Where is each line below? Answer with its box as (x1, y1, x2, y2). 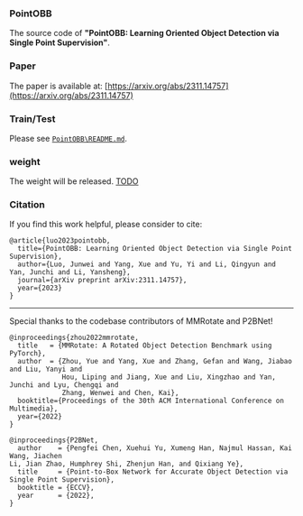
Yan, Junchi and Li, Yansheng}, (9, 268, 131, 277)
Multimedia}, (9, 404, 59, 413)
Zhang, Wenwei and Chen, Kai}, (61, 389, 179, 398)
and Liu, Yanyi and (9, 364, 83, 374)
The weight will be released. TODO (9, 176, 139, 187)
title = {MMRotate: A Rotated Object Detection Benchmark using (17, 341, 272, 350)
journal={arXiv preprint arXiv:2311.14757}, (17, 276, 188, 285)
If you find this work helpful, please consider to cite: (9, 219, 203, 230)
